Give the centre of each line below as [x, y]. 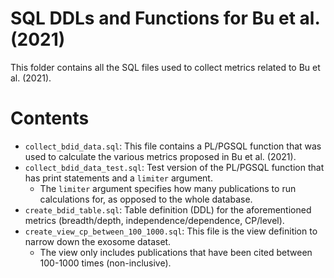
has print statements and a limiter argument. [118, 178]
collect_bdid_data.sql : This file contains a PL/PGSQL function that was [173, 146]
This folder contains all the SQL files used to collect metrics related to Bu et [165, 67]
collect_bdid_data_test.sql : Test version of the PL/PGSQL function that [174, 167]
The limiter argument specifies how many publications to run [168, 188]
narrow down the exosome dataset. [98, 241]
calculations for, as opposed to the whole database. [146, 199]
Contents [50, 118]
